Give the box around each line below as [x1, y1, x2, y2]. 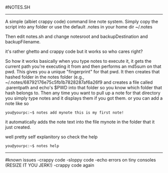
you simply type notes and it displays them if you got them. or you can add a [5, 95, 163, 101]
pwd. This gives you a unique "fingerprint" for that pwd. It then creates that [5, 69, 160, 74]
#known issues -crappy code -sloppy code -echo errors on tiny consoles [5, 157, 156, 163]
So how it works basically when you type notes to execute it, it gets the [5, 58, 151, 64]
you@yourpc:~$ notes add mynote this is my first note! [5, 110, 124, 115]
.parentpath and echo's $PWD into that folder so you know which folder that [5, 85, 162, 90]
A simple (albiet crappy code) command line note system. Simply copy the [5, 18, 158, 24]
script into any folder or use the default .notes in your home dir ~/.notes [5, 24, 152, 29]
